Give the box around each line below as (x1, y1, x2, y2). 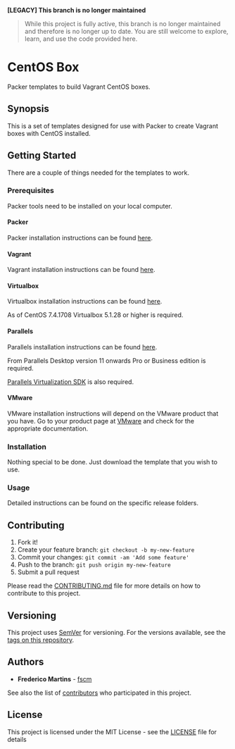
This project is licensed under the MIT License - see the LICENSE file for (7, 727, 217, 736)
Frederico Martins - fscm (17, 674, 92, 683)
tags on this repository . (7, 636, 75, 644)
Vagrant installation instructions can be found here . (7, 266, 156, 274)
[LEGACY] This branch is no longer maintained (7, 6, 146, 14)
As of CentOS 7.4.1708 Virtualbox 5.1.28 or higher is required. (7, 311, 184, 319)
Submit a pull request (17, 568, 80, 576)
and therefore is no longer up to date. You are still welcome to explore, (24, 27, 229, 35)
